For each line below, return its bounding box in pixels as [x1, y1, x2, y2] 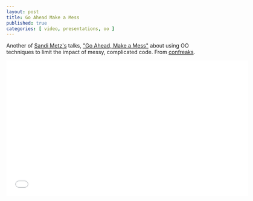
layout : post [6, 8, 39, 15]
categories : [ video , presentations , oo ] [6, 25, 115, 32]
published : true [6, 20, 47, 26]
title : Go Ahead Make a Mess [6, 14, 80, 20]
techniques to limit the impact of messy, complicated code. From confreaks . [6, 49, 196, 56]
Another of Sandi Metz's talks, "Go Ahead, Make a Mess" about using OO [6, 42, 189, 49]
